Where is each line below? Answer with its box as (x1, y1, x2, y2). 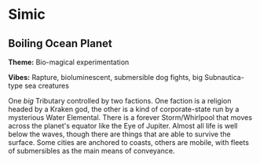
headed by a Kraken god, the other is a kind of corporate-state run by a (8, 104, 240, 114)
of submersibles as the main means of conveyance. (8, 147, 175, 155)
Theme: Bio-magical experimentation (8, 57, 130, 67)
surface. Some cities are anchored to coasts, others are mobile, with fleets (8, 138, 250, 147)
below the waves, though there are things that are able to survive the (8, 129, 231, 139)
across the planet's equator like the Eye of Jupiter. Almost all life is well (8, 121, 238, 130)
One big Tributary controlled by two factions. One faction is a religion (8, 96, 232, 105)
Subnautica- (203, 73, 245, 81)
